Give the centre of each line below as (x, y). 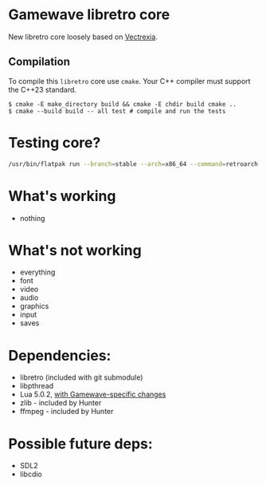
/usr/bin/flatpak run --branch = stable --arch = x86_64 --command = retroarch (133, 164)
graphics (34, 306)
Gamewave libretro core (89, 15)
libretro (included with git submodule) (81, 377)
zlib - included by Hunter (61, 403)
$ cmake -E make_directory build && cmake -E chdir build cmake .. (123, 104)
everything (37, 272)
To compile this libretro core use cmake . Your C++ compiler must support (129, 81)
